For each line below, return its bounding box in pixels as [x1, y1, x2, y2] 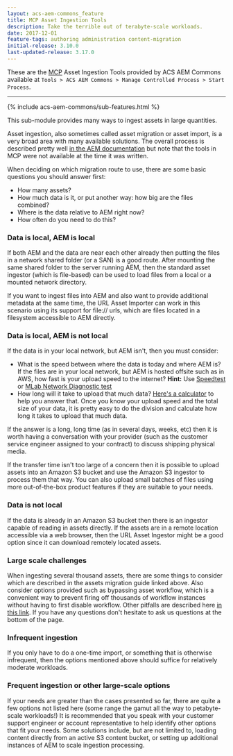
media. [7, 447, 27, 455]
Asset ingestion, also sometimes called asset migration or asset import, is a [7, 129, 223, 137]
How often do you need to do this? [17, 215, 116, 224]
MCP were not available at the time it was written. [7, 151, 149, 160]
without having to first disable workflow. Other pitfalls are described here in [7, 601, 223, 610]
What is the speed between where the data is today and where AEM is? [17, 360, 221, 369]
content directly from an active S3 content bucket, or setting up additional [7, 733, 218, 741]
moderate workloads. [7, 664, 68, 672]
